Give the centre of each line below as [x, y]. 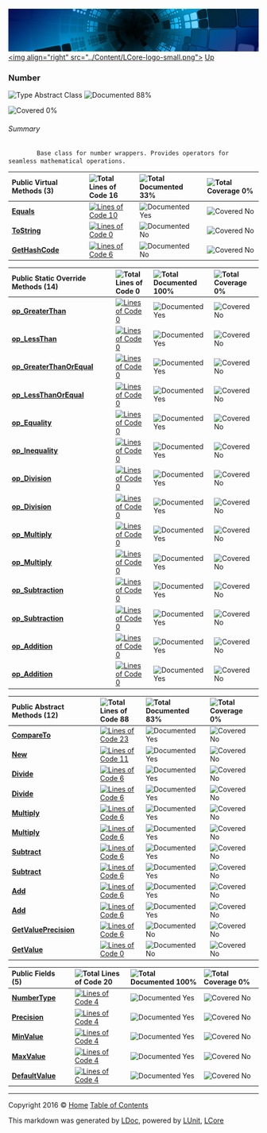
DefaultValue [34, 1075]
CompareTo [31, 735]
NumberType [34, 997]
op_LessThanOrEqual [48, 395]
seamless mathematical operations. [67, 161]
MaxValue [29, 1056]
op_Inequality [35, 450]
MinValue [27, 1037]
